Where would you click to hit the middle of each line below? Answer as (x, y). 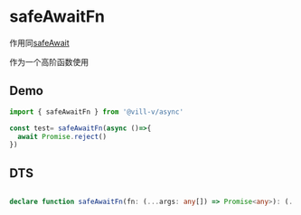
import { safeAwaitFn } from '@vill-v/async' (96, 112)
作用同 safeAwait (39, 42)
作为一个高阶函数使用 (49, 61)
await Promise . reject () (62, 136)
